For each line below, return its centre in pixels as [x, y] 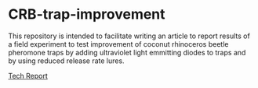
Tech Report [28, 76]
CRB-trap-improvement [87, 14]
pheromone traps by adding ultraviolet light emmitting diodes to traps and [127, 52]
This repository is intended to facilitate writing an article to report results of [129, 36]
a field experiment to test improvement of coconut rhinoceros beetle [118, 44]
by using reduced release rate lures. [66, 61]
